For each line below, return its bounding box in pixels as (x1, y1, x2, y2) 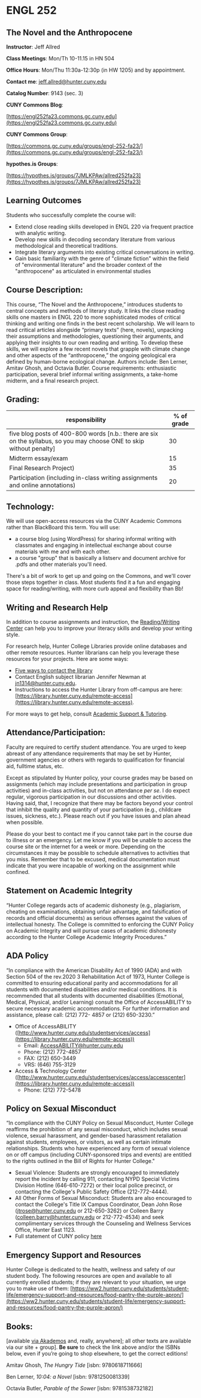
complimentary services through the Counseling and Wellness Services (14, 1220, 191, 1227)
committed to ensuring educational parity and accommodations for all (6, 979, 178, 986)
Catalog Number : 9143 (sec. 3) (6, 90, 84, 96)
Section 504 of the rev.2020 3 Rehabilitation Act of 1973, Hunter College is (6, 973, 190, 980)
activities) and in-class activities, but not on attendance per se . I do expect (6, 787, 190, 794)
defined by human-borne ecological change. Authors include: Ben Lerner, (6, 358, 188, 365)
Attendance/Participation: (6, 727, 106, 738)
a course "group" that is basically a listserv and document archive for (14, 555, 186, 562)
